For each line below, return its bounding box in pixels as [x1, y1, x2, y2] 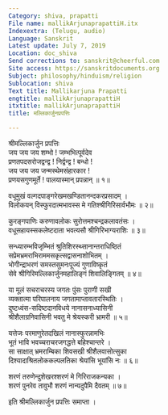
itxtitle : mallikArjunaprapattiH [8, 102, 121, 110]
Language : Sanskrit [8, 34, 74, 43]
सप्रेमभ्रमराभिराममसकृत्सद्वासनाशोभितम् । [8, 251, 109, 260]
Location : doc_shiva [8, 49, 78, 57]
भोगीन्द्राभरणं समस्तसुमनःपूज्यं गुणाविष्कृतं [8, 260, 108, 269]
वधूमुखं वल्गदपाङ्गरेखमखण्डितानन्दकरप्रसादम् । [8, 191, 129, 200]
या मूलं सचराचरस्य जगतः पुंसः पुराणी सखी [8, 285, 112, 295]
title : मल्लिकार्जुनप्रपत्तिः [8, 110, 71, 118]
